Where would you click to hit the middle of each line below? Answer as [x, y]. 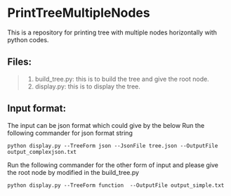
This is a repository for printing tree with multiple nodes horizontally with [112, 32]
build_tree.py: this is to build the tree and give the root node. [122, 79]
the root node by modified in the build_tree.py [73, 172]
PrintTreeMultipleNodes [79, 13]
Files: [19, 62]
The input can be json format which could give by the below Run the [106, 125]
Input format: [37, 109]
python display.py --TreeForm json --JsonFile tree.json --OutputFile [113, 145]
